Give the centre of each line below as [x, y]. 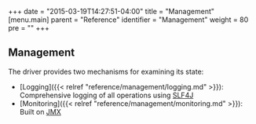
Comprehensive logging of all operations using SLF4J [106, 95]
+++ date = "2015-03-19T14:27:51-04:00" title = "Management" [111, 11]
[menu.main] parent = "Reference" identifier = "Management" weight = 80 [128, 20]
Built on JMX [40, 111]
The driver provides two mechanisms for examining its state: [106, 71]
